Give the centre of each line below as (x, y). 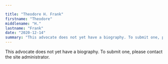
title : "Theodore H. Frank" (34, 14)
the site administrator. (27, 57)
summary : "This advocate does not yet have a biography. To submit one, (82, 37)
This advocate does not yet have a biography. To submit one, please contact (84, 51)
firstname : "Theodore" (29, 19)
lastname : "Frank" (24, 28)
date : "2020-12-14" (25, 33)
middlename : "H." (23, 23)
